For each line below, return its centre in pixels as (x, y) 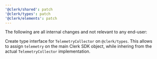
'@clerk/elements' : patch (31, 18)
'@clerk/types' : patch (28, 14)
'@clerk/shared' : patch (29, 9)
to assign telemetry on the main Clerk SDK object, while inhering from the (78, 47)
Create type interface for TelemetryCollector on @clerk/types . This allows (79, 41)
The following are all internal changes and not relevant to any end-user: (76, 32)
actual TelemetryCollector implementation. (48, 51)
